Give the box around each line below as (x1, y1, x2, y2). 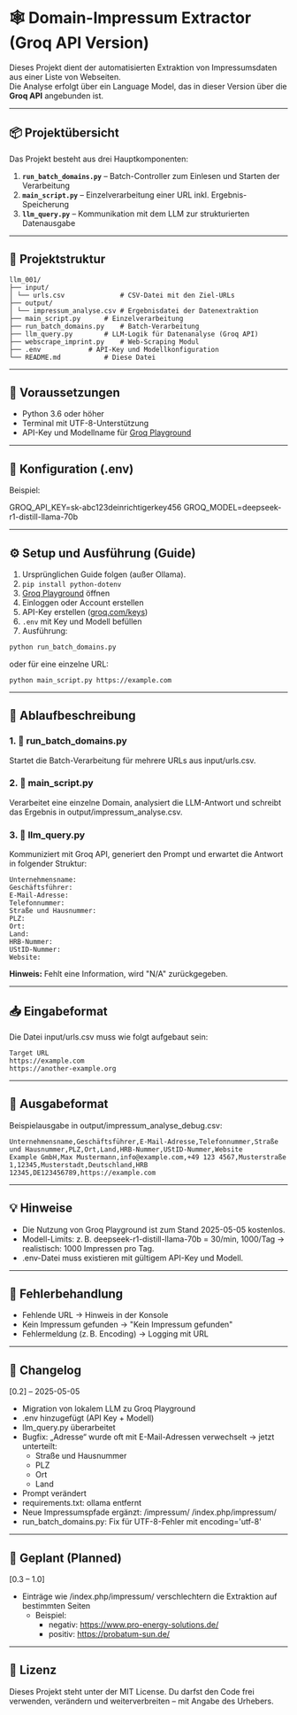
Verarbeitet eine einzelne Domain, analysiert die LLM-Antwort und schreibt (9, 797, 282, 807)
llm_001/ (9, 275, 42, 285)
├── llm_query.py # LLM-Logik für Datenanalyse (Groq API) (9, 330, 259, 339)
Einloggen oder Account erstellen (21, 597, 144, 608)
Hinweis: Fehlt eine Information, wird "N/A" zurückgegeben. (9, 969, 228, 979)
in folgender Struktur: (9, 858, 88, 869)
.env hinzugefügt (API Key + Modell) (21, 1413, 155, 1423)
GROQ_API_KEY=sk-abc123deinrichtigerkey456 (9, 503, 182, 513)
